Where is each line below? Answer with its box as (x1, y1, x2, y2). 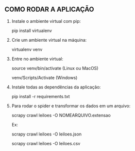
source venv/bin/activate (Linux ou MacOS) (11, 65, 99, 71)
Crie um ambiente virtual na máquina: (11, 37, 87, 43)
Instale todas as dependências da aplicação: (11, 84, 101, 90)
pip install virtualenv (11, 28, 52, 34)
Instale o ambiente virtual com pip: (11, 18, 81, 24)
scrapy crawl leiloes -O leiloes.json (11, 131, 82, 137)
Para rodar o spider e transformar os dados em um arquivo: (11, 103, 131, 109)
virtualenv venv (11, 46, 43, 52)
